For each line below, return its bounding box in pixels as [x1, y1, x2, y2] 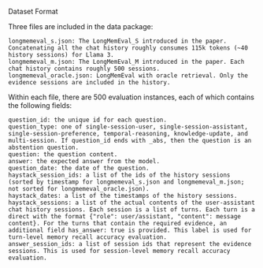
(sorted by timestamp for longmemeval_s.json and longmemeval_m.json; [8, 178, 245, 186]
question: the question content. [8, 151, 118, 158]
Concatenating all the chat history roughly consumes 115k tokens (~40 [8, 44, 248, 52]
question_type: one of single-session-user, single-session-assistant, [8, 123, 248, 131]
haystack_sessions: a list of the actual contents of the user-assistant [8, 199, 256, 207]
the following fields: [8, 101, 72, 110]
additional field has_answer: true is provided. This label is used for [8, 226, 252, 234]
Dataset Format [8, 7, 58, 16]
